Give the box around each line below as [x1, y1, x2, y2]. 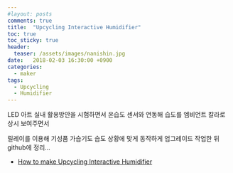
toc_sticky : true [7, 37, 59, 44]
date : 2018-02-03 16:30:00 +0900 [7, 57, 113, 64]
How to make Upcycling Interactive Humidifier [17, 157, 153, 166]
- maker [13, 70, 37, 77]
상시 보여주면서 [7, 119, 50, 128]
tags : [7, 76, 23, 84]
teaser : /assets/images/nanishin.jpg [13, 51, 126, 58]
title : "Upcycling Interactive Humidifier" [7, 23, 141, 31]
